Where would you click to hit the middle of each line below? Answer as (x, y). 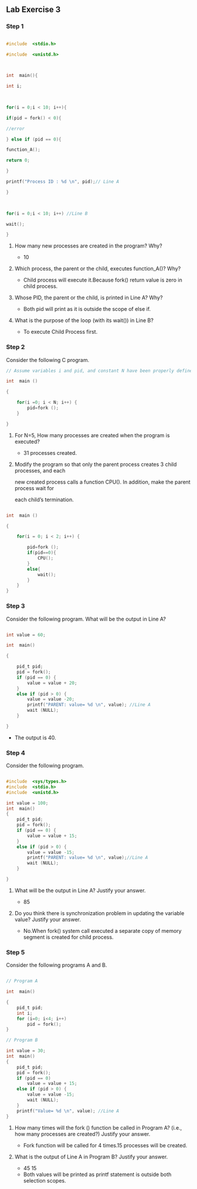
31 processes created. (50, 453)
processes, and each (40, 470)
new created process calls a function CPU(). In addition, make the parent (102, 482)
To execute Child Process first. (60, 332)
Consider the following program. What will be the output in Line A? (86, 619)
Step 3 (16, 606)
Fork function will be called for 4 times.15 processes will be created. (105, 1145)
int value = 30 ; (26, 1051)
